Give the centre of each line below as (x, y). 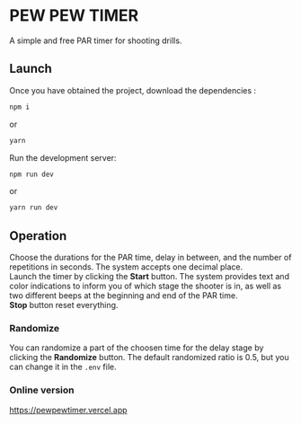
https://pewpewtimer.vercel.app (68, 410)
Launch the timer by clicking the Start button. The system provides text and (150, 277)
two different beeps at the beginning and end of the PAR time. (124, 296)
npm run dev (31, 174)
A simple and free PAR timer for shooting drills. (96, 40)
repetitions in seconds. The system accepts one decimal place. (126, 267)
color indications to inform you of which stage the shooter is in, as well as (146, 286)
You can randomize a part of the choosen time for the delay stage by (137, 348)
